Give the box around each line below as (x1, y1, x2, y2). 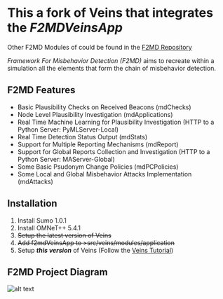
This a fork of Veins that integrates (7, 5, 214, 21)
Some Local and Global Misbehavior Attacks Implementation (17, 169, 192, 178)
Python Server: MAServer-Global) (17, 155, 116, 163)
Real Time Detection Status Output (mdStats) (17, 132, 148, 141)
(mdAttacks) (17, 177, 54, 186)
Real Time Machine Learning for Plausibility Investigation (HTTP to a (17, 118, 215, 126)
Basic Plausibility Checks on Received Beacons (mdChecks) (17, 103, 191, 111)
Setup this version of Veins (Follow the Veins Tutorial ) (17, 246, 174, 254)
